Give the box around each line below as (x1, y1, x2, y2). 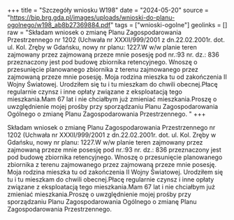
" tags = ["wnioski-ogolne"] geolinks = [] (110, 21, 228, 29)
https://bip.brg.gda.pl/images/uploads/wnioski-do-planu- (10, 13, 175, 22)
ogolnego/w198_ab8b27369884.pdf (7, 21, 111, 29)
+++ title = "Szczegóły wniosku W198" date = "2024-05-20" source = (7, 6, 210, 14)
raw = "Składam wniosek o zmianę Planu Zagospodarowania (7, 28, 182, 36)
